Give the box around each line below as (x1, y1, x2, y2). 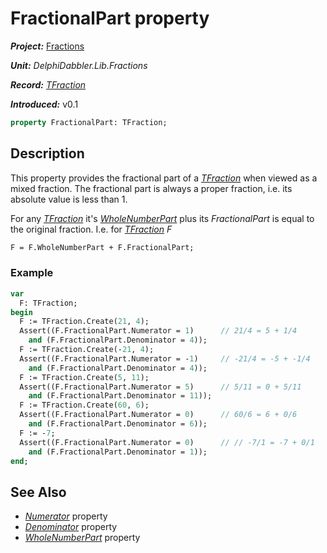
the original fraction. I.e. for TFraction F (10, 223, 173, 235)
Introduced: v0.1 (10, 98, 79, 110)
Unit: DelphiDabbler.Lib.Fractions (10, 59, 148, 71)
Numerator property (24, 510, 108, 522)
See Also (10, 483, 67, 501)
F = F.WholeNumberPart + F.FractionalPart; (10, 242, 195, 252)
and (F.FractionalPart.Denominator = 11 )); (28, 391, 213, 401)
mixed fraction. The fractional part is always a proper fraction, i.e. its (10, 182, 293, 194)
